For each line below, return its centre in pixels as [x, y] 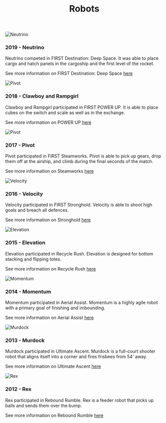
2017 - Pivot [20, 145]
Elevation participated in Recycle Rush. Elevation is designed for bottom [79, 253]
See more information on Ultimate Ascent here [53, 366]
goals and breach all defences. [37, 210]
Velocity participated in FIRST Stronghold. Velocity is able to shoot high [79, 205]
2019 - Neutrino [25, 47]
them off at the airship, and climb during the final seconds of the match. [79, 161]
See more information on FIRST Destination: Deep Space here [69, 73]
